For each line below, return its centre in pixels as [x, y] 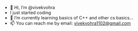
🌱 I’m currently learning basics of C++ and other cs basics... [71, 18]
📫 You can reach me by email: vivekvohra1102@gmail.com [70, 23]
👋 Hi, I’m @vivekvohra [32, 8]
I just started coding [30, 13]
